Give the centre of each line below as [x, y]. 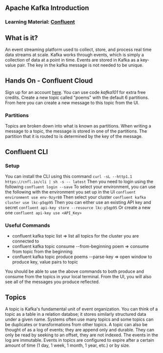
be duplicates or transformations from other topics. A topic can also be [76, 325]
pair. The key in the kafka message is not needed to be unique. [80, 65]
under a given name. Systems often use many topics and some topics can [79, 319]
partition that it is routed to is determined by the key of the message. [74, 136]
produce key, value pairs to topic [45, 262]
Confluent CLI [27, 152]
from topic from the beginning [42, 252]
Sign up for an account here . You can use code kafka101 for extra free [75, 92]
